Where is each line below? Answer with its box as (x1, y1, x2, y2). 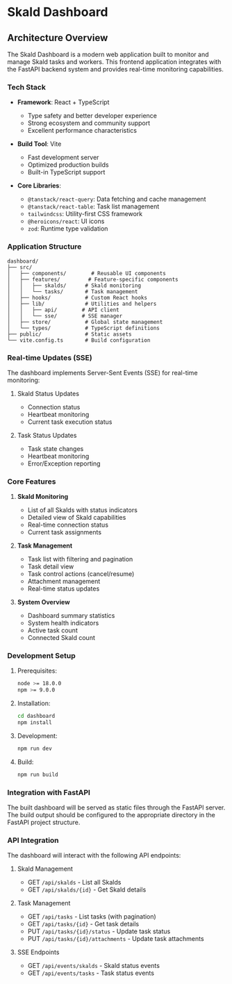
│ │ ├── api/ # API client (7, 306, 119, 313)
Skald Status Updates (17, 389, 80, 397)
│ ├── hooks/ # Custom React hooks (7, 294, 148, 301)
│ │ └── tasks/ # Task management (7, 288, 138, 295)
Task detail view (27, 562, 74, 571)
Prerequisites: (17, 666, 58, 675)
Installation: (17, 699, 51, 707)
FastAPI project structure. (7, 818, 81, 827)
